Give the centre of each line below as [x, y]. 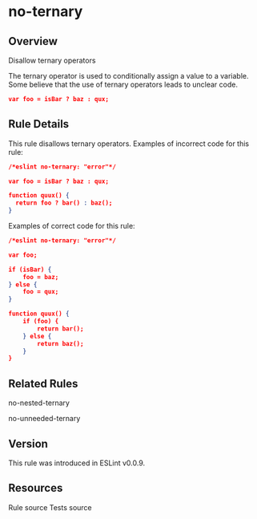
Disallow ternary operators [52, 60]
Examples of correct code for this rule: [72, 226]
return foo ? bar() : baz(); [64, 203]
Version [28, 444]
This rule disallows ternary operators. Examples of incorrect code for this [129, 144]
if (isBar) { [30, 270]
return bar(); [60, 328]
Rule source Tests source [50, 507]
